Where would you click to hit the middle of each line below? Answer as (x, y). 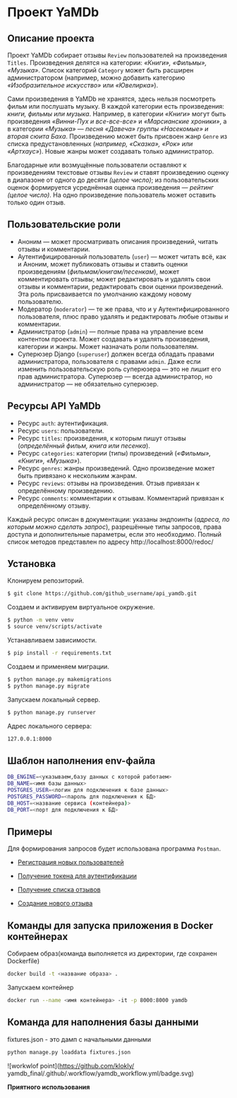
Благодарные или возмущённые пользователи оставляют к (97, 165)
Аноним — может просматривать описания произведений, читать (118, 241)
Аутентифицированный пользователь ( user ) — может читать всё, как (122, 256)
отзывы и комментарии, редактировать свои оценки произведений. (120, 286)
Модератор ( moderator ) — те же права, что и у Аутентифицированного (123, 309)
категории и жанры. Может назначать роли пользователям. (108, 346)
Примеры (30, 832)
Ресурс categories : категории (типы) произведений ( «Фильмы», (114, 453)
